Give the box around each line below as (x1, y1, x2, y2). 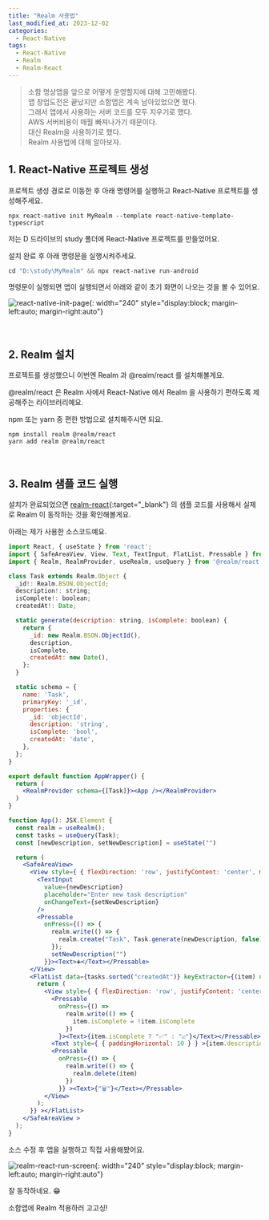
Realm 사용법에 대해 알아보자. (27, 137, 122, 147)
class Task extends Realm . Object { (8, 572, 127, 580)
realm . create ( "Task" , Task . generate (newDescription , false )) (58, 935, 267, 943)
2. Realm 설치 (8, 347, 74, 361)
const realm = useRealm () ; (15, 824, 106, 832)
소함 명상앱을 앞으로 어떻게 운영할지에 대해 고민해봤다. (27, 87, 198, 96)
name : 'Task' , (22, 691, 70, 699)
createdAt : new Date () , (29, 654, 110, 662)
